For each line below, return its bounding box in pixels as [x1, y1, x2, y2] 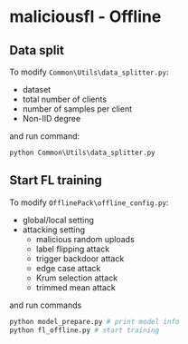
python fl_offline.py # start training [9, 325, 160, 335]
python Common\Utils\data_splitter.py [9, 148, 155, 157]
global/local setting [22, 214, 95, 225]
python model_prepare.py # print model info [9, 317, 180, 326]
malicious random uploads [35, 233, 136, 244]
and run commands [9, 300, 82, 310]
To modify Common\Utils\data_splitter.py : [9, 66, 169, 77]
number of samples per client [22, 103, 133, 114]
